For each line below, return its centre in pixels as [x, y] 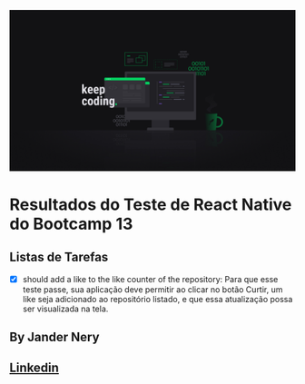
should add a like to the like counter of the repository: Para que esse [150, 279]
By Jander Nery [54, 337]
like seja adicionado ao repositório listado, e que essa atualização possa [157, 299]
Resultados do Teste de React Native [151, 204]
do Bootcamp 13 [71, 224]
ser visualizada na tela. [65, 309]
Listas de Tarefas [59, 257]
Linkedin [34, 368]
